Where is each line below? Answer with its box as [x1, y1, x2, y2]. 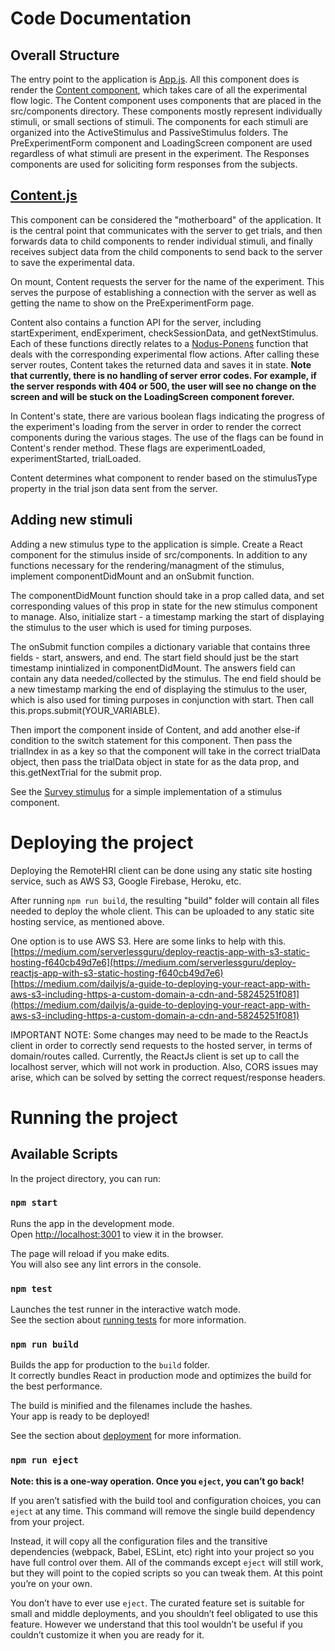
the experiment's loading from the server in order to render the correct [10, 420, 302, 432]
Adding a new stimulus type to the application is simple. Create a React [10, 538, 303, 550]
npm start [10, 1197, 58, 1209]
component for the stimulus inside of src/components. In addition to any [10, 548, 308, 561]
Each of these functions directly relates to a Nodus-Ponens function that [10, 337, 309, 349]
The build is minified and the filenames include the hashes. [10, 1400, 253, 1412]
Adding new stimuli [10, 512, 133, 529]
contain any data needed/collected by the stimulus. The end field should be [10, 672, 322, 684]
